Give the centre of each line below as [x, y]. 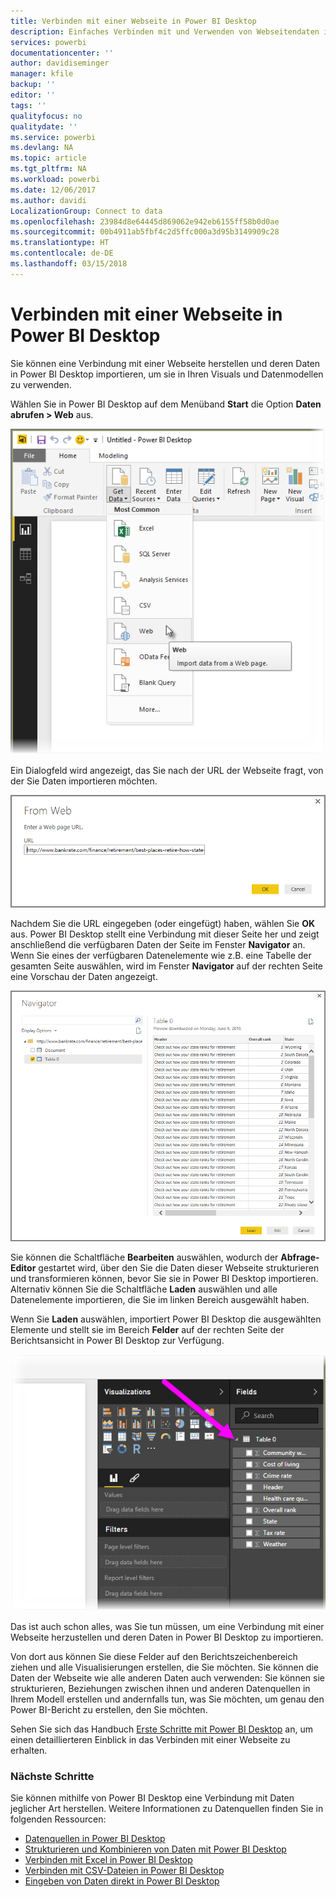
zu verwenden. [41, 384]
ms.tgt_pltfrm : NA [48, 169]
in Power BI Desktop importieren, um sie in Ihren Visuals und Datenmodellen [167, 374]
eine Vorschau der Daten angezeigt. [84, 976]
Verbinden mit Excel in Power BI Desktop [108, 1860]
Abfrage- [300, 1257]
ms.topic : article [48, 158]
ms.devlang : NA [42, 148]
